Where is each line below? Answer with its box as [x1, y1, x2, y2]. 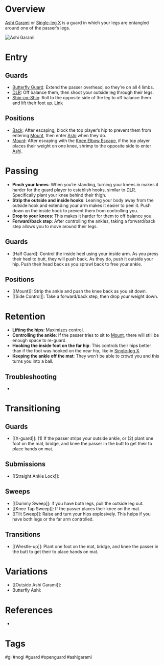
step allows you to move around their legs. [12, 223, 98, 229]
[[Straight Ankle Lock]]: [12, 473, 60, 479]
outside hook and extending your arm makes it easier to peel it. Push [12, 202, 151, 208]
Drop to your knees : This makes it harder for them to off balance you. [12, 213, 153, 219]
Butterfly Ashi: [12, 587, 42, 593]
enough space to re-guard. [12, 338, 67, 344]
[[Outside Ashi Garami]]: [12, 582, 61, 588]
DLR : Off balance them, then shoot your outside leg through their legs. [12, 89, 154, 95]
